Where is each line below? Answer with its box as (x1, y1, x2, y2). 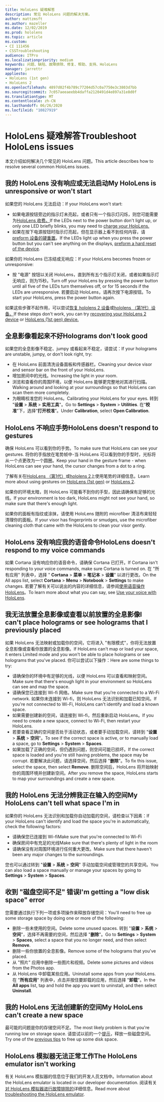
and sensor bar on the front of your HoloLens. (12, 367, 105, 373)
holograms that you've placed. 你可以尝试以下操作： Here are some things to (5, 657, 159, 663)
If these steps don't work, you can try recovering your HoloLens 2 (14, 311, 147, 317)
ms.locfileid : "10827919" (5, 108, 58, 113)
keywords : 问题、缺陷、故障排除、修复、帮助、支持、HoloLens (5, 62, 117, 67)
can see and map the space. (12, 684, 70, 689)
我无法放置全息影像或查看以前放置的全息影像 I (5, 610, 142, 619)
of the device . (12, 245, 41, 251)
